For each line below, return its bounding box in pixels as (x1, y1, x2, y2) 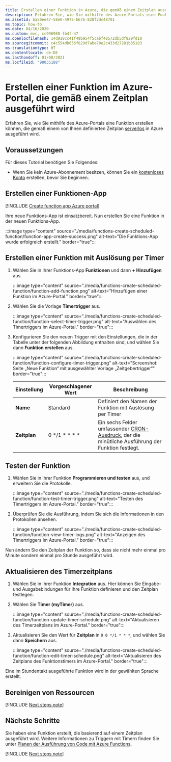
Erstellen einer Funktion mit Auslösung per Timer (5, 253, 164, 262)
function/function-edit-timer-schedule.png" (12, 653, 104, 659)
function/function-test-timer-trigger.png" (12, 495, 99, 502)
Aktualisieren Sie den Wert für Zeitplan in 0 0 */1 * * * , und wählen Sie (12, 632, 165, 638)
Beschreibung (113, 386, 148, 393)
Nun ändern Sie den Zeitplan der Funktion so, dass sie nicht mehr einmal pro (5, 547, 166, 553)
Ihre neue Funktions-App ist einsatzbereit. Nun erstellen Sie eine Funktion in (5, 213, 164, 219)
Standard (48, 404, 70, 411)
